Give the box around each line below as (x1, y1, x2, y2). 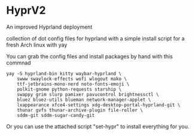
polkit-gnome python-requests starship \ (17, 86, 121, 92)
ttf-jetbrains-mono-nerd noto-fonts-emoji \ (17, 81, 130, 87)
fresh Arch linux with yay (6, 41, 68, 48)
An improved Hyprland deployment (6, 23, 93, 30)
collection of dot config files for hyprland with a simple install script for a (6, 35, 185, 42)
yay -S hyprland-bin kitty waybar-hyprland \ (6, 70, 121, 76)
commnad (6, 59, 31, 66)
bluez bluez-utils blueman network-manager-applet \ (17, 97, 151, 103)
